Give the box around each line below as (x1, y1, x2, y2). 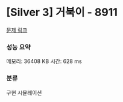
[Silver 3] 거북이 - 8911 (6, 5, 118, 19)
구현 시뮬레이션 (6, 89, 42, 96)
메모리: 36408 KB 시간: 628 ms (6, 58, 83, 65)
